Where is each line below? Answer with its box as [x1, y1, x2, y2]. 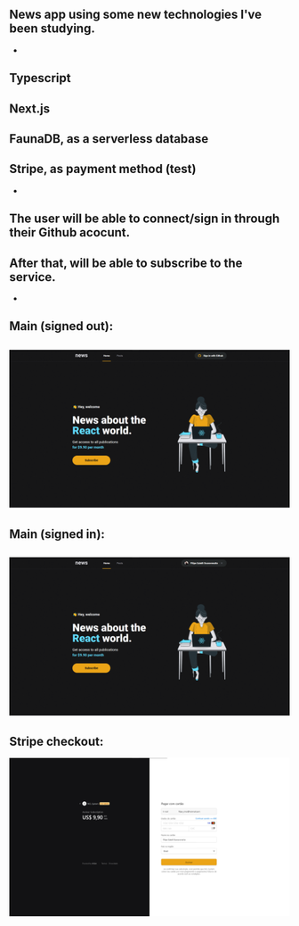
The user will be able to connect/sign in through [9, 211, 280, 227]
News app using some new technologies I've [9, 7, 263, 22]
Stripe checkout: [9, 733, 104, 748]
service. [9, 269, 56, 285]
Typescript [9, 70, 71, 86]
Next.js [9, 101, 51, 116]
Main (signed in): [9, 526, 105, 542]
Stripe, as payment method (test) [9, 161, 197, 177]
